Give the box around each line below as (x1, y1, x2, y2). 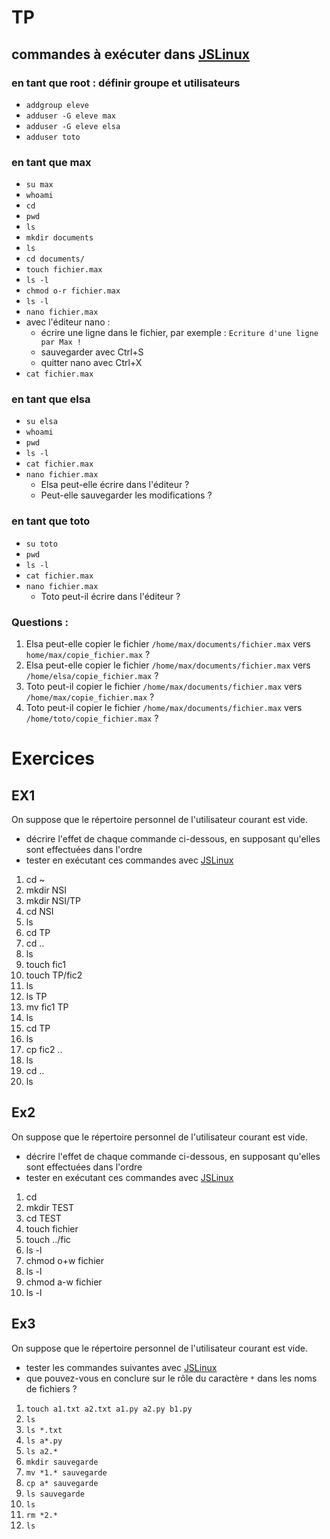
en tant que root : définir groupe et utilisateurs (11, 76, 241, 90)
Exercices (11, 747, 95, 770)
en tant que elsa (11, 392, 91, 406)
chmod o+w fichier (25, 1254, 104, 1266)
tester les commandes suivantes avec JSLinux (25, 1361, 218, 1373)
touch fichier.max (25, 265, 103, 275)
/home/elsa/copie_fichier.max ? (25, 670, 159, 682)
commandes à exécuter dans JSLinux (11, 46, 250, 63)
